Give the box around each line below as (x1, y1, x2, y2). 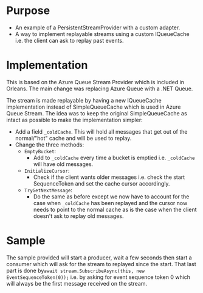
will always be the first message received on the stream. (6, 280, 148, 287)
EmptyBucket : (24, 147, 57, 154)
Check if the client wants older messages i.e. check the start (33, 173, 185, 181)
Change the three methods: (15, 141, 84, 148)
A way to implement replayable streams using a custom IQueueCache (15, 30, 190, 37)
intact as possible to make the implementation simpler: (6, 116, 143, 123)
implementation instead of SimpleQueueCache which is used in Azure (6, 103, 181, 110)
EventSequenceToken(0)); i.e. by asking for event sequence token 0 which (6, 273, 190, 281)
